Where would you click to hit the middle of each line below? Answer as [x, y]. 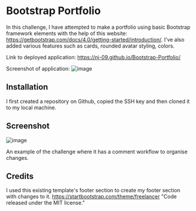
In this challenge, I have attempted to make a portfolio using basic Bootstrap [98, 27]
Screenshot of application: [38, 68]
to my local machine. [31, 108]
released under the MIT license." [46, 203]
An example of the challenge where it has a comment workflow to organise [97, 152]
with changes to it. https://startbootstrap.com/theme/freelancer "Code [92, 197]
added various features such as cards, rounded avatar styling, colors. [90, 46]
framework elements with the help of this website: [67, 33]
